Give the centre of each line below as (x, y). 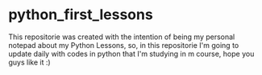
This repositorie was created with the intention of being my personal (122, 37)
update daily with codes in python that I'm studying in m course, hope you (131, 53)
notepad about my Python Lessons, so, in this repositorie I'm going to (124, 45)
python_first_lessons (81, 15)
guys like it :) (29, 62)
